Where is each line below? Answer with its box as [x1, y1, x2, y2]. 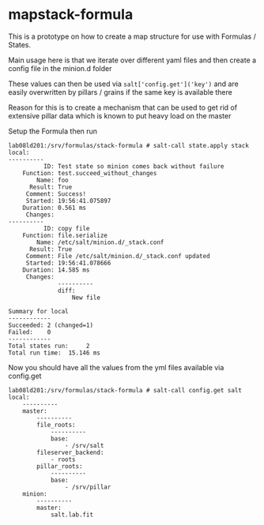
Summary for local [8, 307, 69, 315]
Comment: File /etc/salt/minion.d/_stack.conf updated [25, 252, 211, 260]
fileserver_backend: [36, 448, 104, 456]
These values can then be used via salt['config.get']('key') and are [8, 79, 239, 88]
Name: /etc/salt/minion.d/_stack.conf [36, 238, 164, 246]
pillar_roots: [36, 462, 83, 471]
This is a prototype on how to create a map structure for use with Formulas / [8, 32, 257, 41]
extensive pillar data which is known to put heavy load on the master [8, 111, 232, 120]
